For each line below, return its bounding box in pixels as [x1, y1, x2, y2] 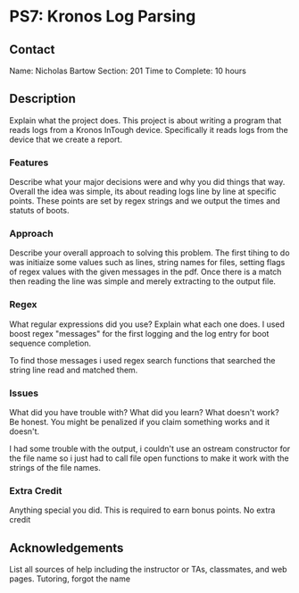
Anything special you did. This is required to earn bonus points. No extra [9, 505, 276, 515]
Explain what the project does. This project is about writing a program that [9, 114, 282, 126]
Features [9, 156, 49, 169]
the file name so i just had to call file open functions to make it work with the [9, 453, 290, 464]
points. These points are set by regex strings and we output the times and [9, 196, 281, 206]
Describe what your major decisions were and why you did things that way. [9, 177, 286, 188]
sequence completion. [9, 338, 92, 348]
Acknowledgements [9, 540, 124, 555]
